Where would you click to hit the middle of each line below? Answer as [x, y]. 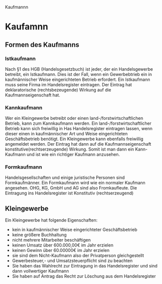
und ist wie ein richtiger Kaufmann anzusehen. [73, 154]
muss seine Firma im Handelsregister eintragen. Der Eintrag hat [69, 84]
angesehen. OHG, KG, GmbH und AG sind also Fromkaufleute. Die [71, 188]
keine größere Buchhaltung [39, 235]
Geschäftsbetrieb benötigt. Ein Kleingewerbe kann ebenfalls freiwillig [74, 139]
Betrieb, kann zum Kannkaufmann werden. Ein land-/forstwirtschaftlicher [78, 123]
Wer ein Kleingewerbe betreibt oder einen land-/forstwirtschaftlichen [74, 118]
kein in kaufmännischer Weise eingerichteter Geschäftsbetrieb [75, 230]
